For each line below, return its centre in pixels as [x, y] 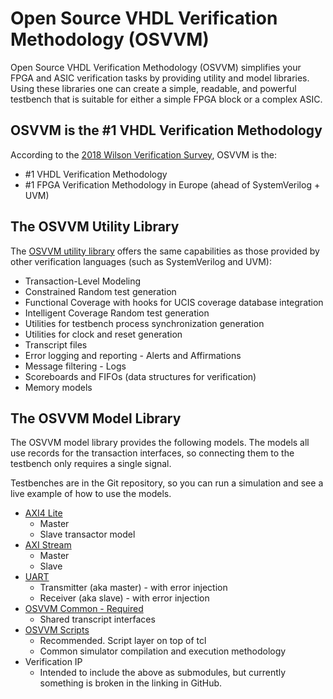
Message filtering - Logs [75, 366]
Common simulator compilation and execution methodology [163, 651]
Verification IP [53, 662]
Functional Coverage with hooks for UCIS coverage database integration [174, 302]
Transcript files [56, 344]
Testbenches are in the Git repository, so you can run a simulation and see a [167, 483]
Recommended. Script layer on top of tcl [123, 641]
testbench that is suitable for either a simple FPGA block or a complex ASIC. [166, 99]
